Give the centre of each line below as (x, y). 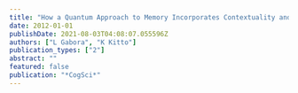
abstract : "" (33, 58)
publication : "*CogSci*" (55, 75)
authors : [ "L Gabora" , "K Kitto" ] (73, 42)
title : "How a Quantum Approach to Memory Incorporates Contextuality (142, 17)
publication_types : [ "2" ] (57, 50)
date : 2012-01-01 (41, 26)
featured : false (39, 67)
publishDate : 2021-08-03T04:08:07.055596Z (89, 34)
